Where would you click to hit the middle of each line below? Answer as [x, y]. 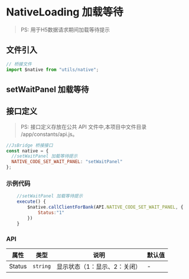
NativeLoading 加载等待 [65, 12]
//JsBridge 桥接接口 [30, 145]
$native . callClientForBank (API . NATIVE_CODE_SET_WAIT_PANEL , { [105, 207]
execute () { [31, 202]
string [42, 266]
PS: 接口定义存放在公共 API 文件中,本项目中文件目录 [83, 126]
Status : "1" [51, 213]
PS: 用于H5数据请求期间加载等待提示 [65, 30]
